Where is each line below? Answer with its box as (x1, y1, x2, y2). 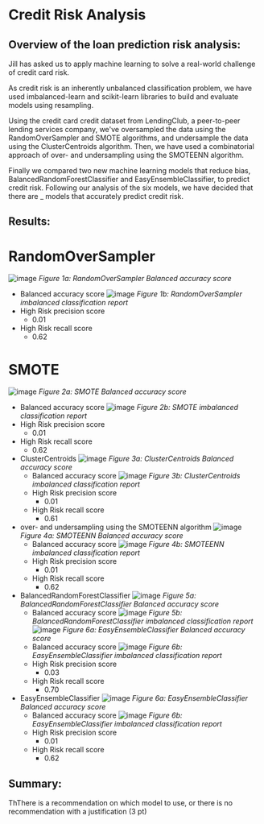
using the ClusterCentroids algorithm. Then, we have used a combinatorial (8, 142, 255, 151)
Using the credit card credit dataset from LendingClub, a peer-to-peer (8, 116, 241, 126)
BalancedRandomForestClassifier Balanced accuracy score (19, 599, 220, 609)
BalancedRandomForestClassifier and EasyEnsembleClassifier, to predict (8, 175, 250, 184)
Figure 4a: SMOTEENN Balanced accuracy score (19, 531, 184, 540)
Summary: (8, 776, 62, 790)
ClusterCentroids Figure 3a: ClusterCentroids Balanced (19, 453, 234, 464)
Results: (8, 215, 51, 229)
